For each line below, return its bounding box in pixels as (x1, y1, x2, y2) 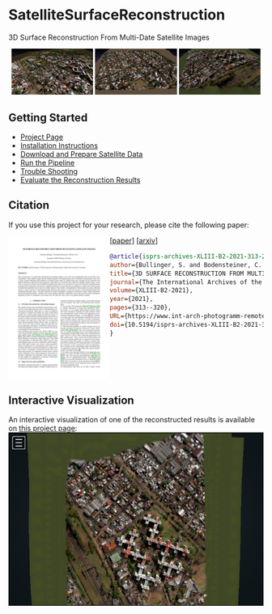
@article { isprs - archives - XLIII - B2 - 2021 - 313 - (109, 252, 262, 260)
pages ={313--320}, (109, 303, 172, 312)
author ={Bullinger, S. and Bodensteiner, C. (109, 260, 262, 269)
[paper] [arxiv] (109, 235, 159, 245)
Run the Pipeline (19, 158, 75, 167)
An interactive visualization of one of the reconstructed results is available (8, 415, 255, 425)
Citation (8, 198, 50, 212)
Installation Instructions (19, 141, 99, 150)
